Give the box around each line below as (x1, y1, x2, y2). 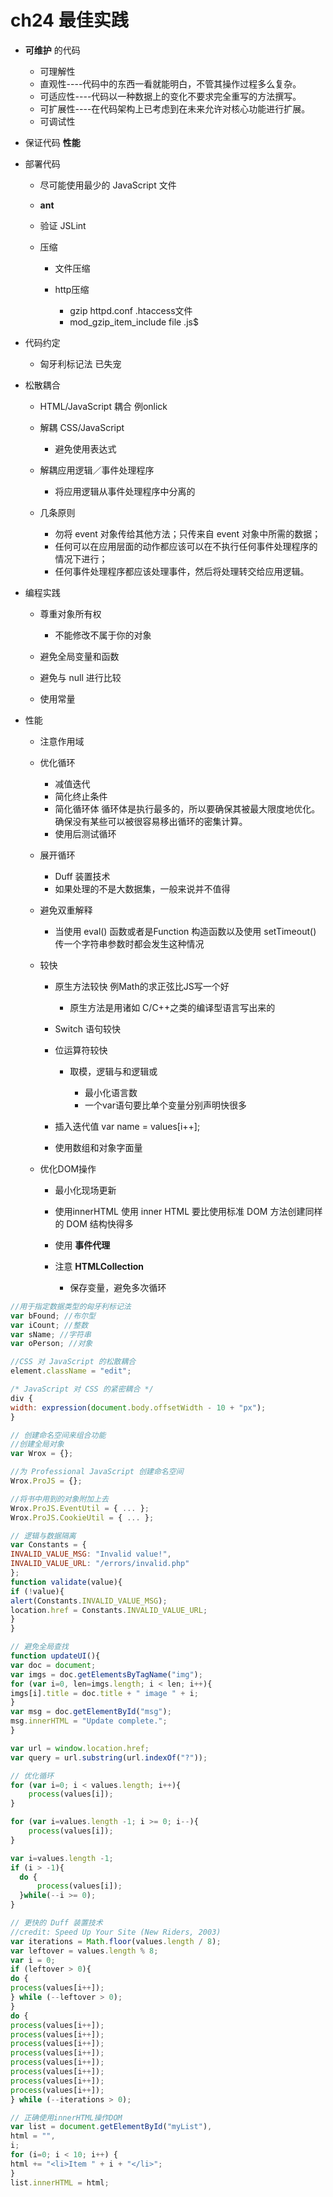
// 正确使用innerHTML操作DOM (10, 2112, 123, 2123)
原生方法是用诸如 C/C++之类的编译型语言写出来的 (69, 1001, 276, 1013)
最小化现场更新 (54, 1184, 117, 1196)
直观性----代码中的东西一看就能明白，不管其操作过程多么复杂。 (39, 77, 302, 90)
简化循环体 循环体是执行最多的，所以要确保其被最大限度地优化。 (54, 802, 321, 815)
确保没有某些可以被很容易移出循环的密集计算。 (54, 815, 248, 827)
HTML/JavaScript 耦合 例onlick (39, 400, 168, 412)
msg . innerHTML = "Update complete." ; (10, 1716, 168, 1726)
